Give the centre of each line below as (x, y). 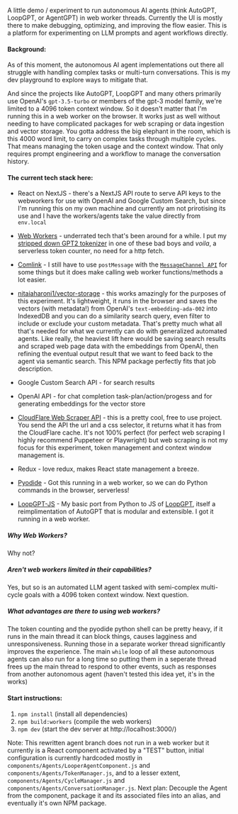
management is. (41, 455)
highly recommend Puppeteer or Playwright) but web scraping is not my (123, 440)
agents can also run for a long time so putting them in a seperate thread (112, 659)
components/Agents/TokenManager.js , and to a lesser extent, (94, 773)
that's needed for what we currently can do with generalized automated (122, 331)
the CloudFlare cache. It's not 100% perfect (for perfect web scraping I (121, 433)
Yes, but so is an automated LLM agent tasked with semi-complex (103, 587)
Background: (27, 49)
